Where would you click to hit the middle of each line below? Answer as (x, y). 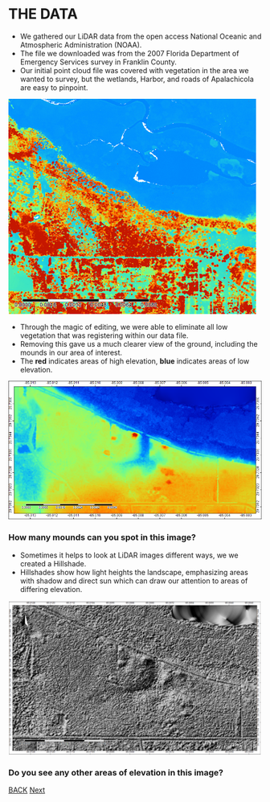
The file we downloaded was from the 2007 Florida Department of (129, 53)
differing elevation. (51, 589)
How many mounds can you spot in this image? (102, 537)
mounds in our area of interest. (71, 352)
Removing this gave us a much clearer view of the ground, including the (139, 343)
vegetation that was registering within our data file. (104, 335)
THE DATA (43, 14)
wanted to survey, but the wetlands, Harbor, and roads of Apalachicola (137, 79)
